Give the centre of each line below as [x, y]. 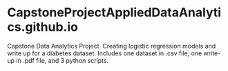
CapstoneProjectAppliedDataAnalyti [114, 13]
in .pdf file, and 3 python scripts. [63, 60]
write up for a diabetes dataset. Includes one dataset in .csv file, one [105, 53]
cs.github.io [42, 27]
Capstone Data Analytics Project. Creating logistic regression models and [112, 46]
